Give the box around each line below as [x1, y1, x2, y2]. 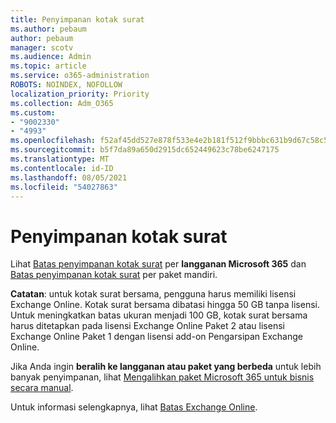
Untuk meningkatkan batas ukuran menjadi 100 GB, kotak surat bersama [10, 309, 308, 321]
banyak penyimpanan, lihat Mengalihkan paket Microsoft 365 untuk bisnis [10, 371, 315, 383]
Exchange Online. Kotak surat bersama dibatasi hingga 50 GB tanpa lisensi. [10, 299, 321, 311]
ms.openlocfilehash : [10, 136, 97, 146]
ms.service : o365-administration [10, 71, 150, 81]
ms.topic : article [10, 61, 87, 71]
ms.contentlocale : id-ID [10, 163, 114, 173]
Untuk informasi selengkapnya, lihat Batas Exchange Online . [10, 401, 258, 413]
